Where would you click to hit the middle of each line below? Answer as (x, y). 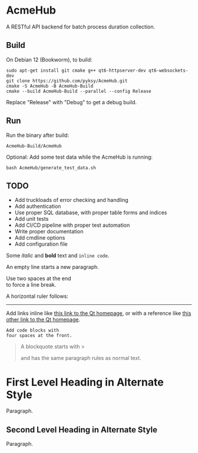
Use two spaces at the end (39, 278)
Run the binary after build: (38, 135)
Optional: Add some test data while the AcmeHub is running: (80, 157)
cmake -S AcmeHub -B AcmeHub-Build (50, 86)
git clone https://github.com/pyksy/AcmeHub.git (67, 81)
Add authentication (38, 206)
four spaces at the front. (39, 336)
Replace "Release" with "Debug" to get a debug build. (72, 102)
